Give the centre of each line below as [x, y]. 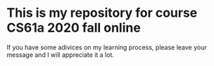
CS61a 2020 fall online [74, 28]
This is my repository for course [102, 13]
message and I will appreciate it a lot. [60, 55]
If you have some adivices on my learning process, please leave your [107, 47]
